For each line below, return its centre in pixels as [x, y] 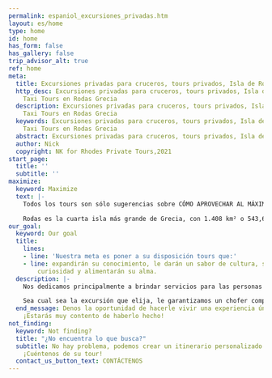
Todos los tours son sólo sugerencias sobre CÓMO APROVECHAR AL [134, 204]
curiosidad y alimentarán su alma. [98, 271]
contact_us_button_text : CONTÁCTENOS [79, 361]
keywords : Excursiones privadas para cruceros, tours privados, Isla [135, 121]
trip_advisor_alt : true [49, 62]
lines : [34, 249]
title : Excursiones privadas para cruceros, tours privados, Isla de [135, 83]
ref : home [25, 69]
